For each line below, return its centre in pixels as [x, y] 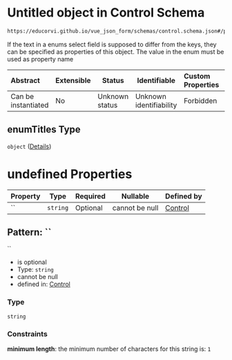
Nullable [135, 196]
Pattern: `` [29, 232]
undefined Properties [70, 174]
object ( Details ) [29, 146]
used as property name [40, 59]
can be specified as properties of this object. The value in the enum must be [116, 51]
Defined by [184, 196]
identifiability [156, 105]
